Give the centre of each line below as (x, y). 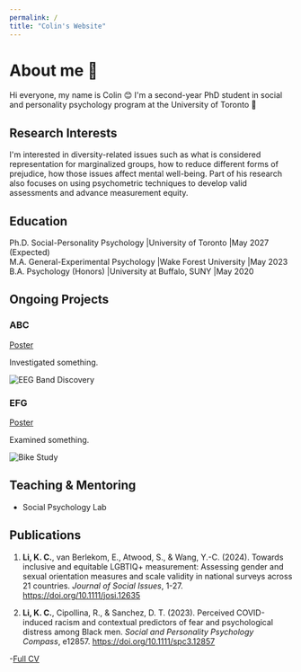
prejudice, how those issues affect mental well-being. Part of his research (146, 174)
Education (39, 221)
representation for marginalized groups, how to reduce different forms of (144, 164)
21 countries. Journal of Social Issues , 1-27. (103, 586)
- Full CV (25, 659)
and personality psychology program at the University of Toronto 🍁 (133, 105)
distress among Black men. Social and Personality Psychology (138, 632)
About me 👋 (54, 71)
